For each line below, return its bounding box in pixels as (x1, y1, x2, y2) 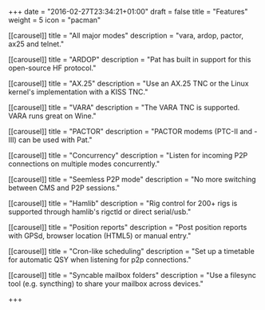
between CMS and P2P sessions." (8, 183, 121, 193)
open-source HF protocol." (8, 63, 97, 73)
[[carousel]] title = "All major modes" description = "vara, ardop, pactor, (8, 31, 244, 40)
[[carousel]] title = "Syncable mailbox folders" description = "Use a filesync (8, 271, 257, 280)
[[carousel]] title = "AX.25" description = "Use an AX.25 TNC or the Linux (8, 79, 249, 88)
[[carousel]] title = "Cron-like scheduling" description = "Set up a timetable (8, 247, 255, 256)
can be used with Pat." (18, 135, 93, 145)
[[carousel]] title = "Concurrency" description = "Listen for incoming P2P (8, 151, 248, 160)
